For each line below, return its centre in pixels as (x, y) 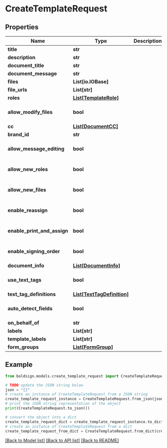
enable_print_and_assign (38, 231)
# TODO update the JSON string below (44, 385)
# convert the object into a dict (41, 417)
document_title (26, 65)
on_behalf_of (24, 323)
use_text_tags (25, 280)
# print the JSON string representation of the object (63, 404)
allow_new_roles (28, 169)
